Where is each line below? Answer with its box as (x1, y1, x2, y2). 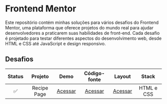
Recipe (32, 84, 49, 91)
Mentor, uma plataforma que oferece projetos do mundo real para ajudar (5, 24, 154, 30)
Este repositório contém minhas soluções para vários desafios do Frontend (5, 19, 159, 25)
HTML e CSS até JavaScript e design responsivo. (5, 40, 106, 46)
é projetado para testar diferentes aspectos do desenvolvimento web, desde (5, 35, 162, 41)
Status (7, 73, 24, 80)
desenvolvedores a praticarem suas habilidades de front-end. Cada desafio (5, 30, 160, 36)
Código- (84, 70, 105, 77)
